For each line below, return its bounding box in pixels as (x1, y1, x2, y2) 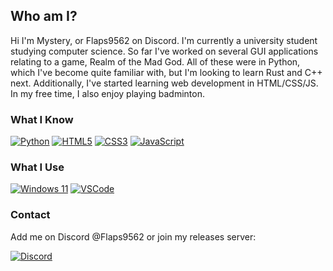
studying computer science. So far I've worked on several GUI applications (10, 45, 319, 57)
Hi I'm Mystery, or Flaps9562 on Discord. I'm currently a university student (10, 34, 318, 46)
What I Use (10, 160, 65, 174)
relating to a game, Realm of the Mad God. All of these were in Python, (10, 55, 301, 68)
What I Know (10, 112, 74, 126)
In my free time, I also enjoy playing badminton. (10, 87, 205, 99)
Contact (10, 208, 51, 222)
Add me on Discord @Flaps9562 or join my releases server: (10, 230, 257, 243)
